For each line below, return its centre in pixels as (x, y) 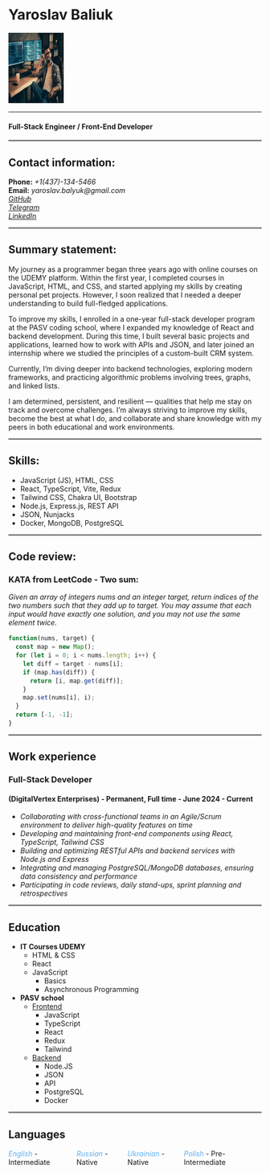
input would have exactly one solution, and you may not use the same (125, 614)
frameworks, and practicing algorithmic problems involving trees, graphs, (130, 377)
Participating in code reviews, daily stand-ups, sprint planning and (131, 885)
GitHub (20, 199)
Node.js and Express (55, 859)
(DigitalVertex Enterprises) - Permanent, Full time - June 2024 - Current (131, 798)
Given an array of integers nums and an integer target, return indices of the (133, 597)
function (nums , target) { (51, 638)
